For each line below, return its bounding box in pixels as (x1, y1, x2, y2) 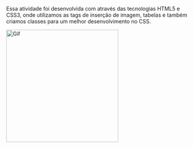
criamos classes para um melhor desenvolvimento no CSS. (6, 18, 151, 25)
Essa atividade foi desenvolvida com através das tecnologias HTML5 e (6, 5, 180, 12)
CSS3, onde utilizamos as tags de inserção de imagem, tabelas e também (6, 11, 188, 19)
